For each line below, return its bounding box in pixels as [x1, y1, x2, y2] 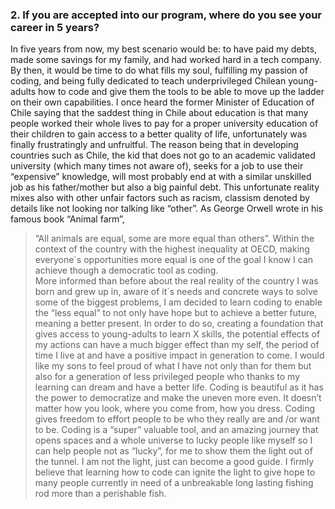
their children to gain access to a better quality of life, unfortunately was [10, 128, 308, 140]
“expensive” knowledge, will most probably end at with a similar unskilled [10, 171, 312, 183]
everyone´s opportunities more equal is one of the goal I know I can [34, 254, 314, 266]
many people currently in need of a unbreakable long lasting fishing [34, 477, 314, 489]
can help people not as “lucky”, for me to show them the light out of [34, 445, 313, 457]
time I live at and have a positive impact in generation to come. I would [34, 349, 325, 362]
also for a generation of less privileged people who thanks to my [34, 371, 301, 383]
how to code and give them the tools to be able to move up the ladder [38, 86, 325, 98]
